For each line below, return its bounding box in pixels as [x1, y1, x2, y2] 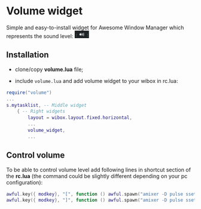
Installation [6, 50, 49, 60]
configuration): [6, 179, 43, 186]
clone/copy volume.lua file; [14, 66, 84, 73]
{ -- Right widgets [17, 109, 66, 115]
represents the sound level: [6, 32, 74, 39]
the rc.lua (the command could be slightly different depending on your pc [6, 172, 188, 180]
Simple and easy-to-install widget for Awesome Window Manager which [6, 24, 184, 31]
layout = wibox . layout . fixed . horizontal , [28, 115, 133, 121]
